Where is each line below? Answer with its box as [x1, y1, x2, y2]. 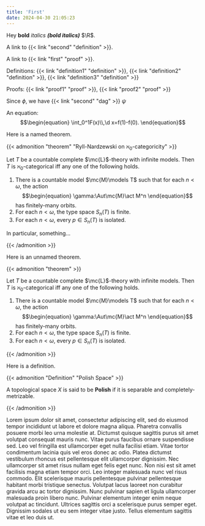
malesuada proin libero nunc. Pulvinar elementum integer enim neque [6, 494, 182, 502]
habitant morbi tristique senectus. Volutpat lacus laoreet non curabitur [6, 481, 183, 489]
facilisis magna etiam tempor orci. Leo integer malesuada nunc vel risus [6, 469, 187, 476]
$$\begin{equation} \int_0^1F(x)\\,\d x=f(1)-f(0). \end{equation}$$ [20, 119, 186, 126]
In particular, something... [6, 229, 71, 237]
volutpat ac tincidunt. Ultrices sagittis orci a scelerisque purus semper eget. [6, 501, 198, 508]
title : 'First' [6, 9, 45, 15]
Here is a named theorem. [6, 130, 72, 138]
